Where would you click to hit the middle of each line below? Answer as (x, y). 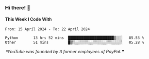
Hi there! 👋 (18, 8)
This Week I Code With (28, 19)
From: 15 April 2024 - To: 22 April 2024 (48, 29)
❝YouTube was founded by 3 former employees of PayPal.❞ (64, 51)
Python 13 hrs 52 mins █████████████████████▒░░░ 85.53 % (75, 38)
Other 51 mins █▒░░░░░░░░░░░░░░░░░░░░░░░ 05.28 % (75, 42)
